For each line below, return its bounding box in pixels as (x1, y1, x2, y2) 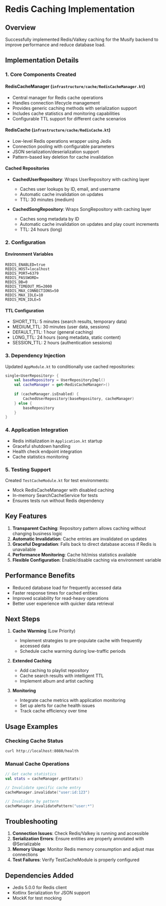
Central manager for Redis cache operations (12, 95, 103, 101)
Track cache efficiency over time (19, 708, 87, 714)
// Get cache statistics (5, 772, 57, 777)
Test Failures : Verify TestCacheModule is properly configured (12, 857, 140, 863)
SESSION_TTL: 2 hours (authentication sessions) (12, 340, 112, 346)
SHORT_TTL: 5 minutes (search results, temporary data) (12, 318, 127, 324)
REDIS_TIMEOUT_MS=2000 (5, 284, 52, 289)
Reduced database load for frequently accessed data (12, 585, 122, 591)
